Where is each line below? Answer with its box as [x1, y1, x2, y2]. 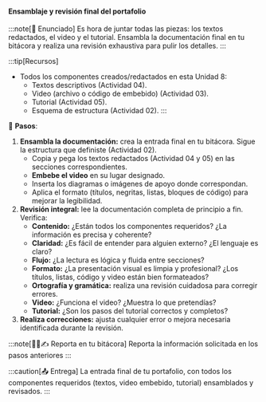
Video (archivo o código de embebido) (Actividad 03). [31, 89, 209, 99]
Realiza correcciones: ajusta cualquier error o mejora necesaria [19, 315, 231, 325]
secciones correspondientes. [31, 162, 127, 171]
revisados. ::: [8, 387, 50, 396]
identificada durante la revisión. [19, 323, 123, 333]
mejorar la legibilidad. [31, 196, 103, 206]
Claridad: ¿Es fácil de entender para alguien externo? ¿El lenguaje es [31, 238, 259, 248]
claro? [31, 247, 53, 257]
